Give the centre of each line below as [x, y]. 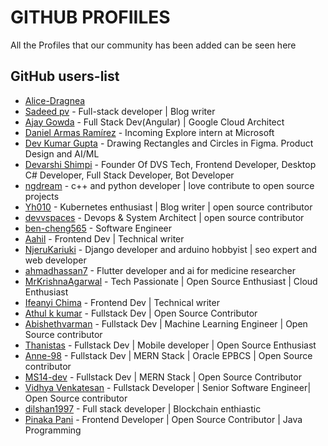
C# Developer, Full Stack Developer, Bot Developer [129, 175]
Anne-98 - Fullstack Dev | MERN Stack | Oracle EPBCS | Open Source [168, 355]
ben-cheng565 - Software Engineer [98, 228]
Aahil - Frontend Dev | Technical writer [104, 238]
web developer [55, 260]
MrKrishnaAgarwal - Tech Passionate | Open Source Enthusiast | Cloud [171, 281]
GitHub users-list [65, 76]
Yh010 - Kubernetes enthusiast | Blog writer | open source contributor [168, 207]
